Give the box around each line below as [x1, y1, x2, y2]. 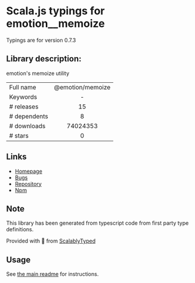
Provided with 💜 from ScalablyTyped [6, 237, 96, 245]
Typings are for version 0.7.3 [6, 36, 76, 43]
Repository [14, 180, 42, 187]
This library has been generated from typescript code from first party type [6, 219, 189, 227]
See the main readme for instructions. [6, 270, 99, 278]
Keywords [9, 92, 38, 101]
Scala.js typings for [6, 4, 105, 18]
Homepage [14, 167, 43, 175]
